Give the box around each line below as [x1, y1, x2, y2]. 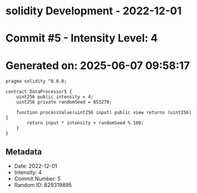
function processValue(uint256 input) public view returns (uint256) [16, 110, 192, 116]
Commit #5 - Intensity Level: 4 [5, 32, 158, 45]
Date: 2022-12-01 [14, 163, 58, 170]
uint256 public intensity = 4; [16, 94, 94, 100]
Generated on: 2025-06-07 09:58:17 [5, 58, 190, 72]
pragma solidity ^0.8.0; [5, 79, 67, 85]
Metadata [5, 147, 42, 157]
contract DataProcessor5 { [5, 89, 72, 95]
